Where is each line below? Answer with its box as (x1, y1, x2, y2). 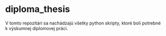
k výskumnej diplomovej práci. (5, 25, 68, 31)
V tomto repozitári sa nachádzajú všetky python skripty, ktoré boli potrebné (5, 20, 161, 26)
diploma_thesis (5, 3, 70, 15)
